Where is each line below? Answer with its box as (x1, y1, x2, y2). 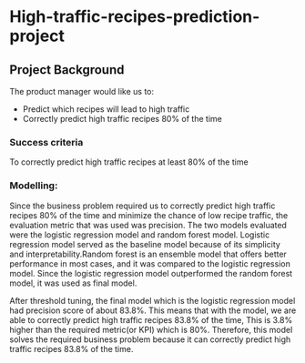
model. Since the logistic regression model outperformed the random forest (9, 267, 293, 278)
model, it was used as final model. (9, 277, 137, 288)
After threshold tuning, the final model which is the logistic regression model (9, 295, 296, 306)
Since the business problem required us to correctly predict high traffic (9, 200, 276, 211)
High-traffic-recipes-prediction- (9, 6, 260, 27)
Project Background (9, 62, 125, 77)
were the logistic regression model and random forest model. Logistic (9, 229, 270, 240)
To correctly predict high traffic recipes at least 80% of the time (9, 156, 249, 167)
